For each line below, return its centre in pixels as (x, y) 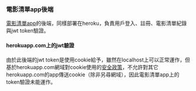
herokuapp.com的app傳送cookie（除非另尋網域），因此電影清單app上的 (93, 74)
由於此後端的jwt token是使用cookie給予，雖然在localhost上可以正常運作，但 (98, 60)
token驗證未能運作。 (31, 82)
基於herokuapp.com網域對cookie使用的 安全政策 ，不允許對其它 (82, 67)
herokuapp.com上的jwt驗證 (40, 45)
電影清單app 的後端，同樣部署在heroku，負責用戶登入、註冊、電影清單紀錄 (97, 23)
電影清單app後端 (30, 9)
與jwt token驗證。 (28, 31)
